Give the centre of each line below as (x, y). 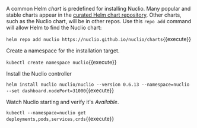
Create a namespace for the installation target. (63, 51)
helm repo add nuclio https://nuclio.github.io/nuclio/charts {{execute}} (99, 39)
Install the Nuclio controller (39, 74)
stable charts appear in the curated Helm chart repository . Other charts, (94, 15)
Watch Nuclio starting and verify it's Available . (63, 102)
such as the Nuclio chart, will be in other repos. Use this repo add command (99, 21)
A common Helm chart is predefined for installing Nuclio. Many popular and (99, 9)
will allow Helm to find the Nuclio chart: (54, 27)
